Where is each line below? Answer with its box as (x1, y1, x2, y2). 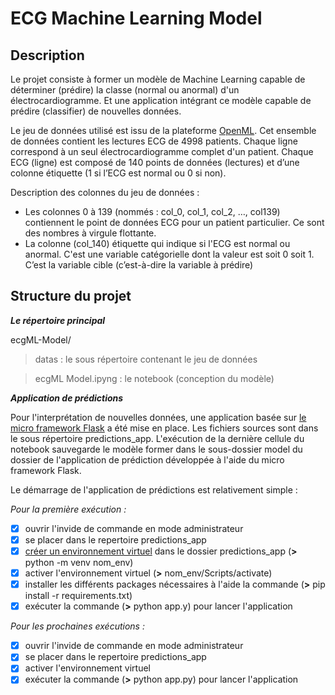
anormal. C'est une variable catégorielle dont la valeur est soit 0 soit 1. (24, 248, 315, 260)
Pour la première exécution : (10, 503, 127, 515)
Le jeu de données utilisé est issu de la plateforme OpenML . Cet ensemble (10, 125, 317, 136)
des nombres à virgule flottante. (24, 227, 157, 239)
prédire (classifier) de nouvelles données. (10, 105, 182, 117)
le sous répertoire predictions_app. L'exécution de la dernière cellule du (10, 432, 305, 444)
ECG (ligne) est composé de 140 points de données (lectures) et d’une (10, 157, 300, 168)
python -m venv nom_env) (24, 557, 134, 568)
